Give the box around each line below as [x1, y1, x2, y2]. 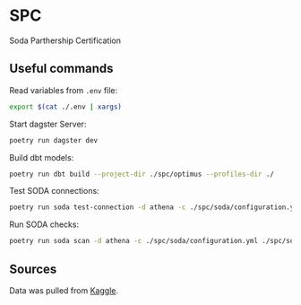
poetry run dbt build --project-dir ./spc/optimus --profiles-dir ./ [9, 170, 275, 179]
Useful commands [9, 61, 114, 76]
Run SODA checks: [9, 219, 79, 230]
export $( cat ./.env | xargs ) [9, 102, 123, 111]
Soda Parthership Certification [9, 35, 121, 46]
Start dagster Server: [9, 118, 87, 129]
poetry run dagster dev [9, 135, 99, 144]
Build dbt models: [9, 152, 74, 162]
